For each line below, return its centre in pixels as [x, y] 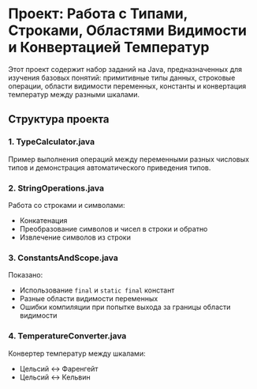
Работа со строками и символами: [67, 205]
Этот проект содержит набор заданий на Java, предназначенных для [125, 69]
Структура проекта [59, 119]
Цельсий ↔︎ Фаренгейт [59, 368]
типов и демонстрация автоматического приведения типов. [110, 168]
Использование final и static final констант [97, 290]
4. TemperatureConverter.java [67, 336]
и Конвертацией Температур [109, 47]
